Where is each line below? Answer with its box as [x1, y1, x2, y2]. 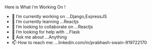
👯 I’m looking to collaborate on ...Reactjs [11, 24, 93, 30]
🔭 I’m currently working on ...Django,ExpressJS [11, 14, 107, 19]
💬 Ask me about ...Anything [11, 34, 67, 40]
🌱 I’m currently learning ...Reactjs [11, 19, 79, 24]
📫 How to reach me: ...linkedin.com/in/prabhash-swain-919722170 [11, 40, 148, 45]
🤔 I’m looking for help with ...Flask [11, 29, 80, 34]
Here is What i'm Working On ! [4, 4, 66, 10]
